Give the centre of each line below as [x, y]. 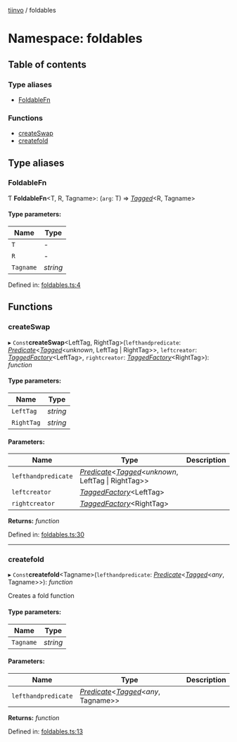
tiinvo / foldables [32, 10]
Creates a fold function [41, 596]
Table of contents [47, 64]
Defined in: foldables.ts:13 [46, 731]
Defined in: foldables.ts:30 [46, 535]
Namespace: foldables [75, 39]
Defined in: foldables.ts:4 [44, 285]
